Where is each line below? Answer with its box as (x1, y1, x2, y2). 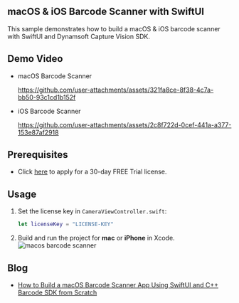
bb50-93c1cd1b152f (17, 92, 76, 102)
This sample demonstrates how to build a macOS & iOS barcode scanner (7, 24, 221, 33)
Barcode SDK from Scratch (17, 288, 97, 297)
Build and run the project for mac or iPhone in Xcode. (17, 234, 176, 243)
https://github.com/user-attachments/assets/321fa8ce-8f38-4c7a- (17, 85, 214, 94)
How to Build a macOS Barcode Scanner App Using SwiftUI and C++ (17, 280, 219, 289)
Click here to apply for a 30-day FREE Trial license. (17, 167, 167, 176)
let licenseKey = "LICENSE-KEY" (17, 220, 114, 228)
